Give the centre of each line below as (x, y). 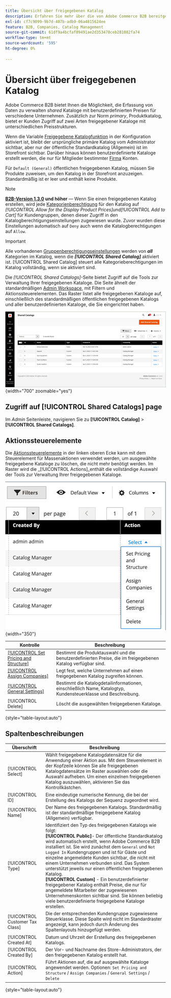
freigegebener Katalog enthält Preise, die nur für (96, 885)
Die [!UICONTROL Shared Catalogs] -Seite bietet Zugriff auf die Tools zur (82, 277)
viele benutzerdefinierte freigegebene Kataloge (95, 901)
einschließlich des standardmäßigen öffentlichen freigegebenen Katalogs (82, 299)
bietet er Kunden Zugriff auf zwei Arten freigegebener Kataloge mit (76, 121)
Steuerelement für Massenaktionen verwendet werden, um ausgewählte (81, 458)
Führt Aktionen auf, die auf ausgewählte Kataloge (97, 962)
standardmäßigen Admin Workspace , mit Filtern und (60, 288)
